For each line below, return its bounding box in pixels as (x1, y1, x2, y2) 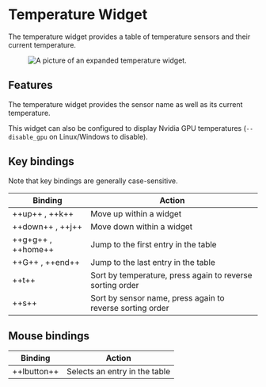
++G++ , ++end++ (12, 256, 81, 267)
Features (8, 79, 53, 92)
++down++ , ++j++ (12, 220, 83, 232)
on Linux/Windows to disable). (48, 132, 148, 141)
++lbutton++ (12, 366, 59, 377)
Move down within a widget (90, 220, 193, 232)
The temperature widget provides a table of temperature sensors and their (8, 32, 251, 41)
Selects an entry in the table (66, 366, 171, 377)
